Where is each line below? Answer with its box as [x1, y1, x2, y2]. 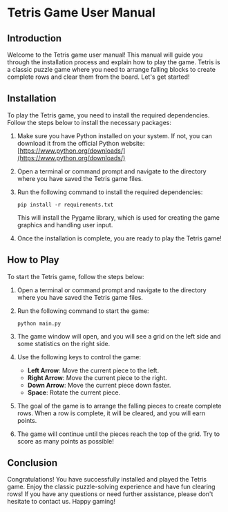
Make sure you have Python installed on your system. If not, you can [17, 131, 213, 140]
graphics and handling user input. [17, 220, 113, 229]
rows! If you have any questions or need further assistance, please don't [7, 490, 213, 498]
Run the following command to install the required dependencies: [17, 188, 203, 196]
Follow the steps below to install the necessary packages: [7, 118, 171, 126]
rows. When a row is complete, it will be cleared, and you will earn [17, 409, 206, 417]
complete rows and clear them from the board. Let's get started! [7, 73, 190, 81]
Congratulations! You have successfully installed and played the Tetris [7, 475, 207, 484]
